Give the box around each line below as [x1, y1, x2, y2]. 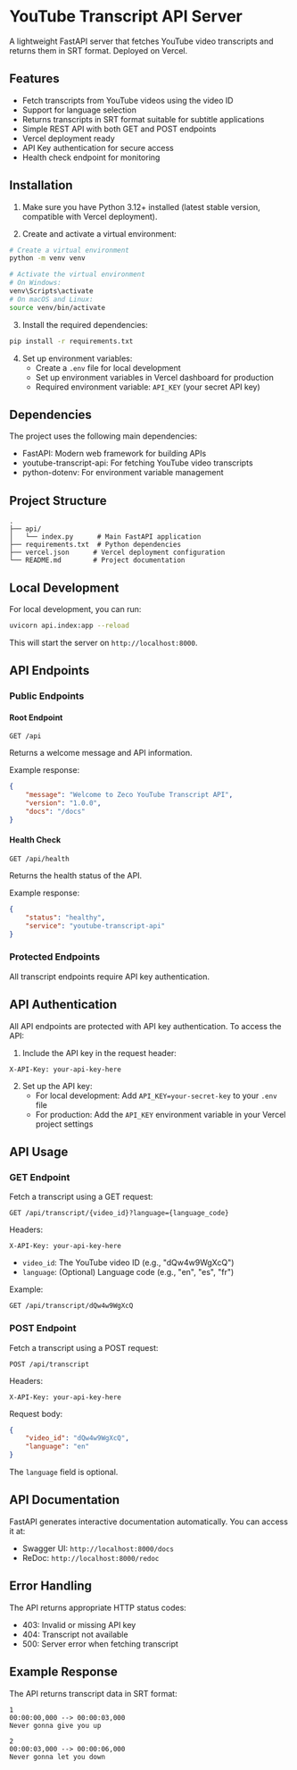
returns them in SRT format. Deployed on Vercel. [9, 45, 188, 55]
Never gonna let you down [9, 1752, 105, 1761]
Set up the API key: [21, 1080, 93, 1091]
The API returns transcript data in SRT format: [9, 1688, 177, 1699]
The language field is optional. [9, 1467, 119, 1478]
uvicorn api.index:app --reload [9, 621, 129, 630]
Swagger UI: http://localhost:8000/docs [21, 1543, 174, 1554]
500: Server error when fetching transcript [21, 1638, 178, 1649]
